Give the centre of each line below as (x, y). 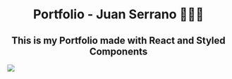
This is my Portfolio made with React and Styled (118, 41)
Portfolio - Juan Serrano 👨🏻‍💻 (118, 14)
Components (118, 51)
